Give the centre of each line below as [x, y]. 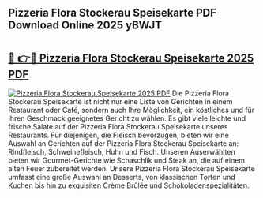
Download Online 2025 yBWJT [85, 26]
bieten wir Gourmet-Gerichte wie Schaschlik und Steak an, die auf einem [127, 160]
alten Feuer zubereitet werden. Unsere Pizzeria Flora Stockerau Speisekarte [131, 168]
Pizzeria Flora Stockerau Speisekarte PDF [113, 13]
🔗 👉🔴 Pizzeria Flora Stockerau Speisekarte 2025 [131, 58]
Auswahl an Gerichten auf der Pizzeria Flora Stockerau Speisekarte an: [124, 144]
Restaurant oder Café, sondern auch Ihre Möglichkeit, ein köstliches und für [131, 110]
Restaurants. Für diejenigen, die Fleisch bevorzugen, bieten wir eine [118, 135]
